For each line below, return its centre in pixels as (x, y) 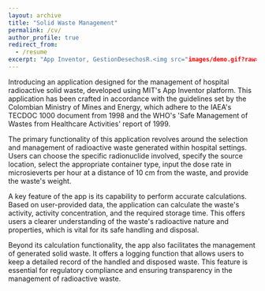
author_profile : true (44, 37)
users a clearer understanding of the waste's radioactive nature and (118, 221)
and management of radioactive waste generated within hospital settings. (127, 147)
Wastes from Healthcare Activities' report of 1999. (90, 124)
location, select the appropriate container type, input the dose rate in (120, 164)
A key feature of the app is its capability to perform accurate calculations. (127, 196)
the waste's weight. (40, 181)
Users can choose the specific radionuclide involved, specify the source (125, 155)
